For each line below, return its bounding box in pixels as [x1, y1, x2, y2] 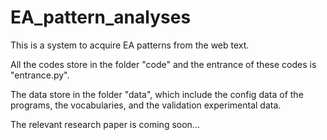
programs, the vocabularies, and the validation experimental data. [10, 99, 282, 111]
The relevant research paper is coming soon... [10, 118, 200, 130]
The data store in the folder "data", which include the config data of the [10, 88, 304, 100]
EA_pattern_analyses [10, 6, 192, 29]
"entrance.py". [10, 69, 70, 81]
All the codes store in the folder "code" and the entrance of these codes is [10, 58, 317, 70]
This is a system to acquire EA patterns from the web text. [10, 39, 250, 51]
